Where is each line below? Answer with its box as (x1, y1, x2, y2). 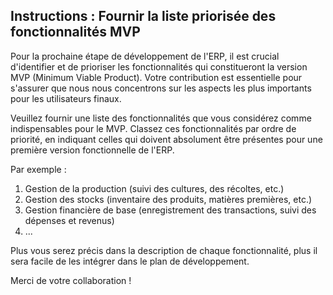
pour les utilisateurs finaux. (10, 92, 122, 104)
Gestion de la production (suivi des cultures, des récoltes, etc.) (24, 182, 285, 194)
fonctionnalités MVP (10, 24, 141, 41)
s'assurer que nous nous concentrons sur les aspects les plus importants (10, 82, 312, 94)
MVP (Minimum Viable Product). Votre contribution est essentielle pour (10, 71, 303, 83)
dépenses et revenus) (24, 214, 115, 226)
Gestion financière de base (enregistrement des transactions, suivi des (24, 204, 317, 216)
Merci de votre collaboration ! (10, 274, 132, 286)
